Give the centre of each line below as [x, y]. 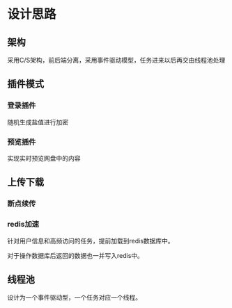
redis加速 [23, 225]
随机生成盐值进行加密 [38, 122]
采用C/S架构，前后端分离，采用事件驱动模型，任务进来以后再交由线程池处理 [116, 60]
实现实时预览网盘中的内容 [44, 158]
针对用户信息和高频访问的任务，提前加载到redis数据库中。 [91, 241]
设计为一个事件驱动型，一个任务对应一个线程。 [74, 298]
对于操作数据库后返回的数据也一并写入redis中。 [76, 255]
